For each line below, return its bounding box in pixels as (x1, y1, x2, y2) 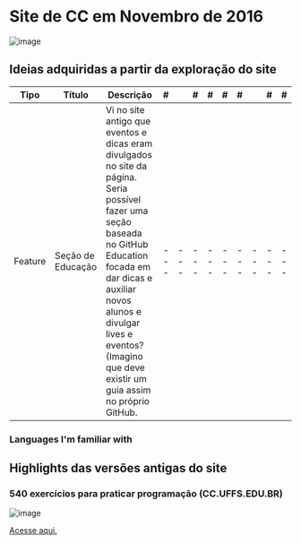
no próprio (106, 394, 150, 407)
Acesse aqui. (9, 525, 57, 536)
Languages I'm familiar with (9, 433, 133, 445)
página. (106, 170, 137, 183)
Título (63, 88, 90, 100)
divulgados (106, 148, 152, 160)
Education (106, 249, 149, 262)
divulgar (106, 316, 141, 329)
